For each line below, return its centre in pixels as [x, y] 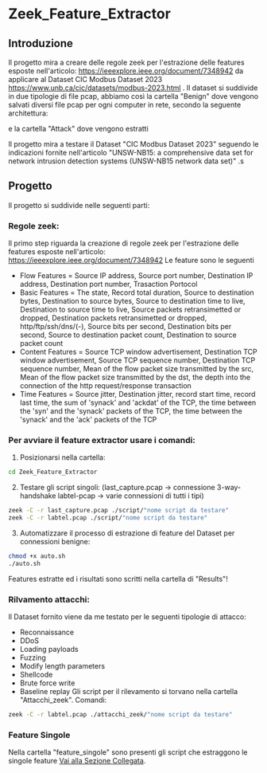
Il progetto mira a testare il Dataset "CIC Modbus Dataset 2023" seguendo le [133, 144]
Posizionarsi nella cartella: [62, 457]
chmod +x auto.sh [37, 556]
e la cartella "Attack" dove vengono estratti [78, 129]
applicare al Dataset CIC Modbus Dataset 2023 [85, 79]
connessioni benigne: [55, 542]
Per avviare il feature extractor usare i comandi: [102, 441]
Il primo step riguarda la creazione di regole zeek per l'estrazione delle [124, 243]
